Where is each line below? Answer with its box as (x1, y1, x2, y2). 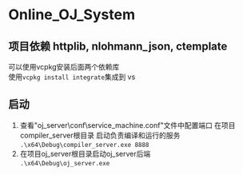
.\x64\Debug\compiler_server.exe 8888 (19, 141, 149, 149)
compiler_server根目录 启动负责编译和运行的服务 (19, 130, 181, 140)
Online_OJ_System (8, 6, 136, 24)
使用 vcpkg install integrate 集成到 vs (8, 72, 136, 82)
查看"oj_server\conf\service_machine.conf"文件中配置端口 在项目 (19, 120, 236, 129)
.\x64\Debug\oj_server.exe (19, 159, 110, 167)
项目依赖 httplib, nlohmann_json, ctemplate (8, 39, 228, 53)
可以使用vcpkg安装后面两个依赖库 (8, 62, 120, 71)
